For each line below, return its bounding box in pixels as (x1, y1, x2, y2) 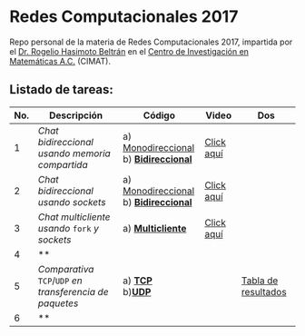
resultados (241, 285, 288, 298)
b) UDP (122, 285, 152, 298)
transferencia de (37, 285, 109, 298)
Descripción (49, 109, 103, 122)
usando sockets (37, 195, 106, 208)
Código (143, 109, 175, 122)
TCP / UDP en (37, 274, 84, 287)
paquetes (37, 297, 79, 310)
